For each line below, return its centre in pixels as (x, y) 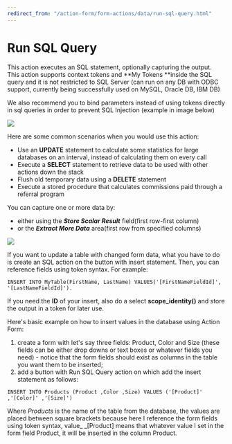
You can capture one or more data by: (61, 207)
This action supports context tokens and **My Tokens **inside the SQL (110, 74)
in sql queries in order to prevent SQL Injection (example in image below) (111, 110)
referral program (41, 194)
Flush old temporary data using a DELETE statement (92, 179)
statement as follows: (47, 379)
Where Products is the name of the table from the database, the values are (114, 411)
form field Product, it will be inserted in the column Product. (92, 433)
